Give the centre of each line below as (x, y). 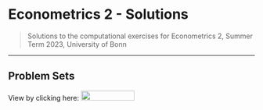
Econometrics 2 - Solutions (99, 14)
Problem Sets (41, 76)
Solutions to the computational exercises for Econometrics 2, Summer (140, 36)
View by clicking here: (44, 98)
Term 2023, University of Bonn (77, 44)
